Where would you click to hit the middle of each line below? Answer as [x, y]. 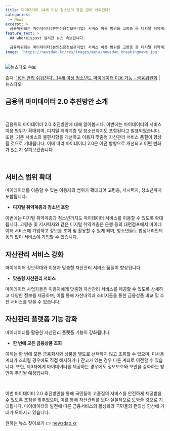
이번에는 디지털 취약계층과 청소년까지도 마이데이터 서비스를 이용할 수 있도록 [80, 218]
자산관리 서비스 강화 [34, 254]
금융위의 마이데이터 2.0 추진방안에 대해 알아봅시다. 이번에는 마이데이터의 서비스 [83, 124]
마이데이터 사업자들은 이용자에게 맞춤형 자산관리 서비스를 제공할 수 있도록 [78, 289]
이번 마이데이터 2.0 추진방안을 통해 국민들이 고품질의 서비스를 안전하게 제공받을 [83, 393]
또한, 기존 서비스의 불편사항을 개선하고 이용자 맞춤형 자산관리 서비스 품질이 [79, 137]
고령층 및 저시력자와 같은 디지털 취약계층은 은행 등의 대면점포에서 [84, 224]
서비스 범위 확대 [28, 177]
